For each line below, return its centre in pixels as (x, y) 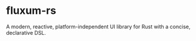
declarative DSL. (26, 32)
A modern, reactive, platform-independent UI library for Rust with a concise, (98, 27)
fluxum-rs (31, 11)
